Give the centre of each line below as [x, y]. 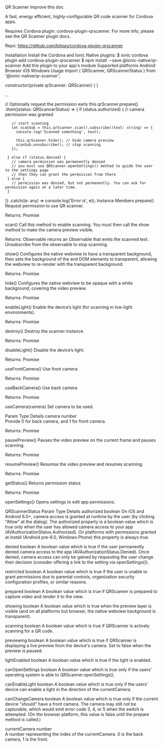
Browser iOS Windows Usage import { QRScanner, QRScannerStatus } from [81, 71]
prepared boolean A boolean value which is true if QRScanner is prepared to [81, 591]
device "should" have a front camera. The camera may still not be [71, 704]
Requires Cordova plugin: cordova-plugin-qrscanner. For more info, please [80, 31]
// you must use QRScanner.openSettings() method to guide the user [82, 166]
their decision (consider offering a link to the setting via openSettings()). [77, 562]
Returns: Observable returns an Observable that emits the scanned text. [77, 239]
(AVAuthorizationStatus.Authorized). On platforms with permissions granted [81, 532]
